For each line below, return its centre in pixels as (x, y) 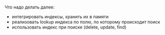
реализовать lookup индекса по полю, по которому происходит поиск (86, 22)
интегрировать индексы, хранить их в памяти (60, 17)
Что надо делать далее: (30, 7)
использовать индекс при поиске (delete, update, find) (69, 27)
